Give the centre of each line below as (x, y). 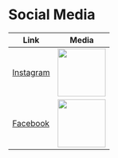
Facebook (31, 123)
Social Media (52, 15)
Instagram (31, 72)
